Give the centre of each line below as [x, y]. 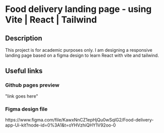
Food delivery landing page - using [79, 9]
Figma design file [26, 109]
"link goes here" [22, 96]
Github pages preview [32, 85]
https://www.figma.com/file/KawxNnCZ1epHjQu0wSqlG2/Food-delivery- [80, 120]
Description [24, 38]
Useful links [24, 71]
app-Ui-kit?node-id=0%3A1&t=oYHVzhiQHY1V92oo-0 [60, 125]
